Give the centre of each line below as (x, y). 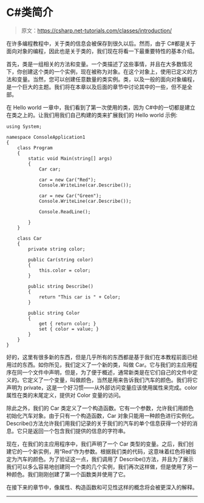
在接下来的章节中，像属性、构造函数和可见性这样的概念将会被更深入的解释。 (102, 487)
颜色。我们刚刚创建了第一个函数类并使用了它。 (70, 474)
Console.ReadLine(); (65, 212)
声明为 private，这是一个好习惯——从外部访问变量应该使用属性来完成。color (102, 387)
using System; (24, 126)
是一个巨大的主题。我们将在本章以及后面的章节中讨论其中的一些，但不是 (97, 86)
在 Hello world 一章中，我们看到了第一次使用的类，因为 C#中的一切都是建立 (101, 107)
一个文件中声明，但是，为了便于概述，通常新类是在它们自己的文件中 (107, 372)
